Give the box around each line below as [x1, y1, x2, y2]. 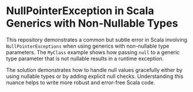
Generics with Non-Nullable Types [6, 17, 178, 30]
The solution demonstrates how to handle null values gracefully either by [6, 66, 183, 73]
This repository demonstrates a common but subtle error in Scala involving [6, 36, 187, 43]
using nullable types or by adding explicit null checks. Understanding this [6, 73, 184, 80]
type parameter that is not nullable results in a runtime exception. [6, 55, 164, 62]
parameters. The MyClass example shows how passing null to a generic [6, 48, 180, 55]
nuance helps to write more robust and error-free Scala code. [6, 78, 155, 86]
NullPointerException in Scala [6, 4, 154, 18]
